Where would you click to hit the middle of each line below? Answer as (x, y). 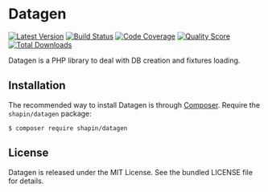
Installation (37, 86)
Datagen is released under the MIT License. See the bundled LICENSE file (131, 172)
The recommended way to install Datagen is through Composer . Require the (134, 104)
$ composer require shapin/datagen (68, 128)
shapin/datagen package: (50, 113)
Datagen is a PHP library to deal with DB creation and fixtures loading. (124, 60)
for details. (26, 181)
